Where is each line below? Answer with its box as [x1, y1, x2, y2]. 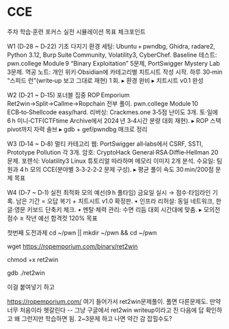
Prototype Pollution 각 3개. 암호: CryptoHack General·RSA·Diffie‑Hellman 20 [7, 148, 219, 156]
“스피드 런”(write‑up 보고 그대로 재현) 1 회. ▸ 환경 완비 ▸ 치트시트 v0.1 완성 [7, 76, 204, 84]
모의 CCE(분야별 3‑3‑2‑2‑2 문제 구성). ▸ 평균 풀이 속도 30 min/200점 [29, 165, 214, 173]
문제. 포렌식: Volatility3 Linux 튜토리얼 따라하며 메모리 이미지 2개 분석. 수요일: [7, 157, 215, 165]
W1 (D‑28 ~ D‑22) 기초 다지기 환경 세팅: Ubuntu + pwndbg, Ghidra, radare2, [7, 42, 215, 50]
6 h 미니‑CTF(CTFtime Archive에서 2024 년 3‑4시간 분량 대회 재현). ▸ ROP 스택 [7, 116, 221, 124]
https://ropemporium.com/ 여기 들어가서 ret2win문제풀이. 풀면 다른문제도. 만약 [7, 297, 221, 305]
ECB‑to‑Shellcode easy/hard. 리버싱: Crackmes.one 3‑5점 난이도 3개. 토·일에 [7, 107, 219, 116]
